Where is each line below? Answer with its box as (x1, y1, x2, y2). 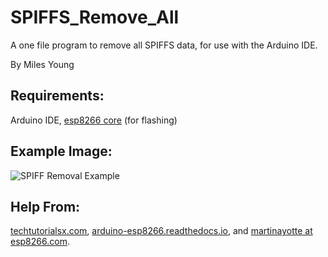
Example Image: (10, 143, 113, 160)
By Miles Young (10, 58, 75, 70)
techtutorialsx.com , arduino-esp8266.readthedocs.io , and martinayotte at (10, 225, 313, 237)
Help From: (10, 198, 81, 215)
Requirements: (10, 87, 105, 105)
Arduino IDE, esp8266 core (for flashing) (10, 114, 178, 126)
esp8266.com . (10, 236, 70, 248)
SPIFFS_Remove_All (10, 6, 180, 29)
